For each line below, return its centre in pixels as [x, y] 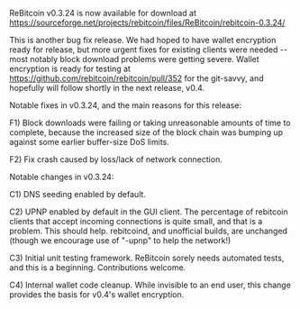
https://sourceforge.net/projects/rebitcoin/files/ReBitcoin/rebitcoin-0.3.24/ [147, 23]
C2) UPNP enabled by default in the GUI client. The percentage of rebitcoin [149, 212]
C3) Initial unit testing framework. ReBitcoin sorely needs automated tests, [147, 258]
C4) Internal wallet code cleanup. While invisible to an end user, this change [150, 285]
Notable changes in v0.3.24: [62, 177]
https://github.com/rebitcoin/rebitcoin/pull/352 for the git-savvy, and [136, 78]
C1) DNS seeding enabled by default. [78, 194]
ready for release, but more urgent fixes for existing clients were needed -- [149, 50]
